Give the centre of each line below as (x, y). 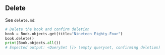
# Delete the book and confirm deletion (48, 29)
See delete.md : (20, 20)
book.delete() (20, 38)
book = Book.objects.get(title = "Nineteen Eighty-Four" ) (64, 34)
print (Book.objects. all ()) (33, 43)
